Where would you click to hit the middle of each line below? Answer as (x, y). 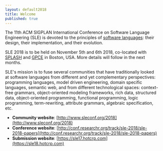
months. (13, 63)
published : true (21, 19)
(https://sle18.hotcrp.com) (38, 144)
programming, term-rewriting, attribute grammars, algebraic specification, (79, 103)
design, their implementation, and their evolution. (54, 43)
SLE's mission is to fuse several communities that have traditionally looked (80, 72)
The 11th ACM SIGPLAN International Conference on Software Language (77, 33)
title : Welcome (20, 14)
